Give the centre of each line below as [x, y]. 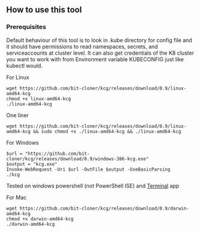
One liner [17, 115]
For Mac [17, 197]
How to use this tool [44, 10]
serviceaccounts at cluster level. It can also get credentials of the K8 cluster [100, 53]
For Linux [18, 77]
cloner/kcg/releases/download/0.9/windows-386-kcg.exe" [77, 159]
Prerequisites [26, 27]
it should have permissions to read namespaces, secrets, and [82, 46]
